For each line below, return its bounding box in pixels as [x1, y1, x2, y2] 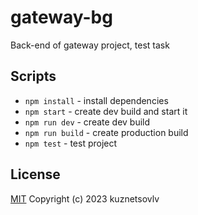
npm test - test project [24, 137, 118, 149]
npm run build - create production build [24, 126, 189, 138]
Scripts [10, 68, 57, 85]
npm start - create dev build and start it [24, 105, 188, 117]
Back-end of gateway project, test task [10, 39, 170, 51]
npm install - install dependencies [24, 94, 169, 106]
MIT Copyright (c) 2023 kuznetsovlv [10, 192, 160, 205]
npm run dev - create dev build [24, 116, 151, 128]
